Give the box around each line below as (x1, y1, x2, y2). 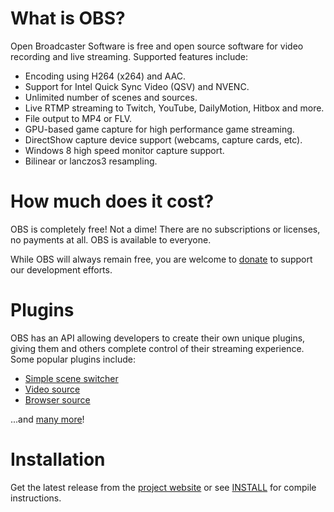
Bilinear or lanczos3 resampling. (24, 155, 158, 167)
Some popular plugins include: (10, 353, 136, 365)
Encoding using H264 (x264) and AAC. (24, 70, 187, 82)
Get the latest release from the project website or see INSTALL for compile (10, 481, 317, 493)
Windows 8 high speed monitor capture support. (24, 144, 225, 156)
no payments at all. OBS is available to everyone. (10, 233, 212, 246)
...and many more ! (10, 413, 85, 425)
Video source (24, 383, 81, 395)
